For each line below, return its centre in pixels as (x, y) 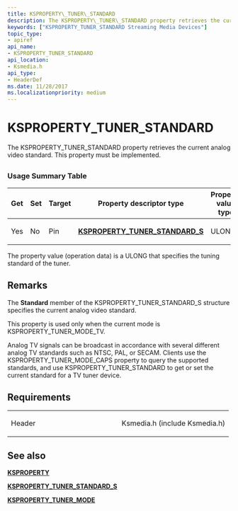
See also (27, 455)
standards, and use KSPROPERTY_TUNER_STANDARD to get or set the (110, 367)
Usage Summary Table (47, 176)
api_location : (28, 60)
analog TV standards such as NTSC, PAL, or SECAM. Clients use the (107, 352)
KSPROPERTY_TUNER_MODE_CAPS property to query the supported (108, 360)
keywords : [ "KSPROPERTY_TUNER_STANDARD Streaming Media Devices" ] (107, 27)
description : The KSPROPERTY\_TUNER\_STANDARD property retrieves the (114, 21)
